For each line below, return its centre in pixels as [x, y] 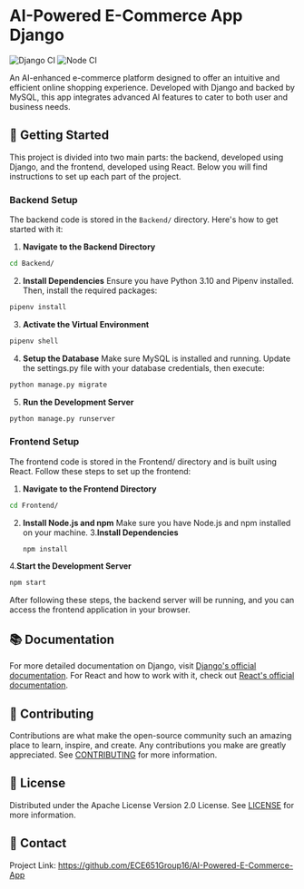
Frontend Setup [44, 442]
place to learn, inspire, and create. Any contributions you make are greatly [148, 745]
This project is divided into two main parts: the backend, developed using [147, 157]
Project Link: [33, 865]
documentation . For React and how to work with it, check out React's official [152, 676]
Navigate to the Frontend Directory [89, 488]
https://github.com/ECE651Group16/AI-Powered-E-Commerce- [175, 865]
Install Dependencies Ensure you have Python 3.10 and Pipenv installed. [158, 280]
